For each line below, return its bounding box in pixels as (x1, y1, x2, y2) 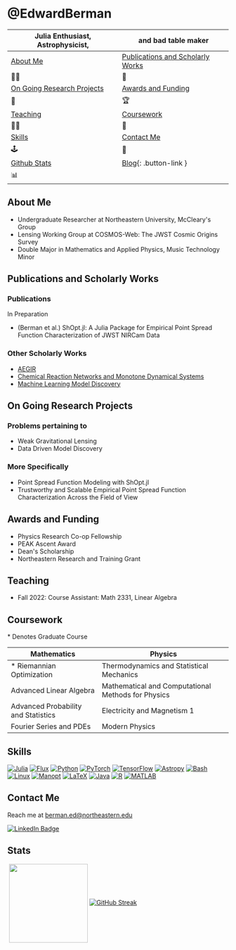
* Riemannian (11, 661, 56, 671)
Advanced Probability (11, 702, 82, 712)
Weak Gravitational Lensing (17, 437, 97, 445)
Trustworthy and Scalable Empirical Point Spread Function (17, 485, 186, 494)
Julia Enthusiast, (34, 31, 91, 41)
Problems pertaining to (7, 421, 88, 431)
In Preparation (7, 310, 48, 319)
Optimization (11, 670, 53, 680)
